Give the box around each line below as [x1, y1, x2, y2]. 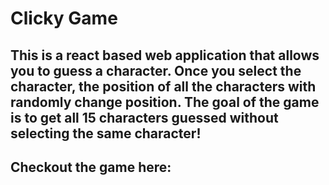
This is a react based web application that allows [10, 47, 320, 64]
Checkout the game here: [10, 158, 172, 176]
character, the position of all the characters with [10, 78, 317, 95]
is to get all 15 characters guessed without [10, 109, 279, 126]
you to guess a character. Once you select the [10, 62, 302, 79]
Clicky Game [10, 7, 118, 30]
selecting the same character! [10, 125, 202, 142]
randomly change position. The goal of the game [10, 93, 320, 111]
